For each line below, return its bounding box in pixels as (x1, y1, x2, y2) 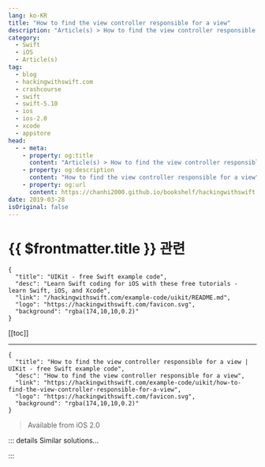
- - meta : (15, 144, 47, 152)
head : (8, 136, 26, 145)
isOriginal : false (8, 203, 69, 211)
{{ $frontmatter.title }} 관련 (8, 239, 185, 257)
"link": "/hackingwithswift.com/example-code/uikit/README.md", (15, 294, 231, 302)
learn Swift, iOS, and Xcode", (8, 287, 111, 295)
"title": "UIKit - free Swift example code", (15, 273, 168, 281)
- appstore (15, 129, 51, 137)
